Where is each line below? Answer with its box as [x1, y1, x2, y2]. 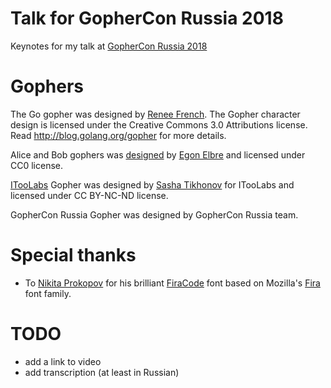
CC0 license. [10, 159, 64, 171]
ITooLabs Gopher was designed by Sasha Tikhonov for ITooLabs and [10, 178, 295, 191]
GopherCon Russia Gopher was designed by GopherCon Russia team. [10, 208, 299, 221]
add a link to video [24, 355, 102, 367]
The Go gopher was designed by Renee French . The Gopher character [10, 108, 301, 120]
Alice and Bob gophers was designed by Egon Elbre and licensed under [10, 148, 306, 161]
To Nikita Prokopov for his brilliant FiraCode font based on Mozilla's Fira [24, 277, 321, 289]
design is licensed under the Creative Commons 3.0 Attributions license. [10, 118, 308, 131]
